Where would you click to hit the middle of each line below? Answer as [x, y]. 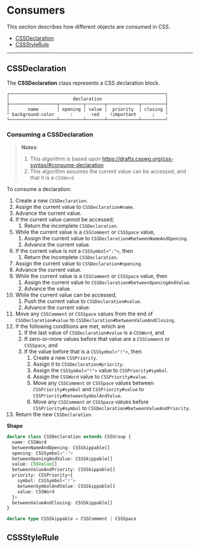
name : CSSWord [29, 442]
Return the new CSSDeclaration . [54, 414]
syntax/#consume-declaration [67, 165]
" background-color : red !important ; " [87, 114]
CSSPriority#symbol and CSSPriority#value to [88, 389]
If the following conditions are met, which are [70, 327]
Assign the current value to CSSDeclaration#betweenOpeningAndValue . [107, 282]
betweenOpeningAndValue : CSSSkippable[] [62, 459]
